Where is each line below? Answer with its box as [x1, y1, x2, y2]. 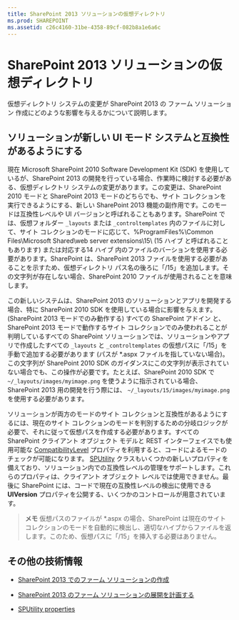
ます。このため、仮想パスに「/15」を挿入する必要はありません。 [31, 532, 221, 541]
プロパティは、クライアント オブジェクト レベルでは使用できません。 [19, 472, 223, 481]
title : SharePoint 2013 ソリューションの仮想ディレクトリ [7, 10, 166, 18]
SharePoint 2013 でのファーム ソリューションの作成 [17, 575, 170, 584]
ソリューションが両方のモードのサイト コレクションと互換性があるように [7, 410, 222, 419]
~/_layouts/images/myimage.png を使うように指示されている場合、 [7, 376, 202, 386]
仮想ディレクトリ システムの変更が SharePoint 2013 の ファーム [7, 99, 193, 108]
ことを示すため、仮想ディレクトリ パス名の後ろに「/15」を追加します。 [13, 264, 223, 272]
